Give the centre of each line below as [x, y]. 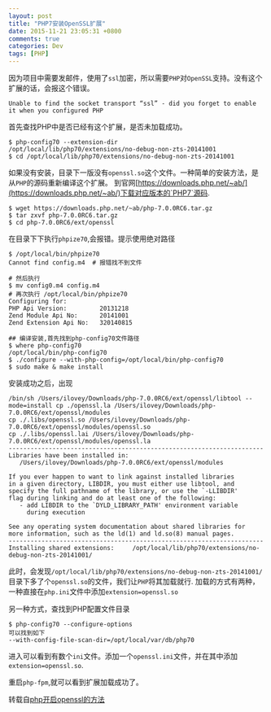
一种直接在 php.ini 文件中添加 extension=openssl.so [94, 592]
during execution [56, 513]
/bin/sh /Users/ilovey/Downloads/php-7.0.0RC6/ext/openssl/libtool [125, 399]
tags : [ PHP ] [28, 54]
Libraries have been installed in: [69, 456]
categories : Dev [36, 46]
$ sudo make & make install [56, 367]
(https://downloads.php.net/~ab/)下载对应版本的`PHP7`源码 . [109, 193]
